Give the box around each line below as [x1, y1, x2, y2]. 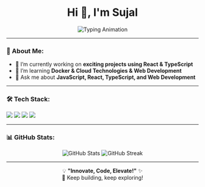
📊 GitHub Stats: [6, 133, 55, 142]
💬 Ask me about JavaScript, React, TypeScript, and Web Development [15, 73, 196, 81]
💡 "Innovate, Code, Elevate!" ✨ [62, 167, 143, 174]
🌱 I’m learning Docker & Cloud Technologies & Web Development [15, 67, 182, 75]
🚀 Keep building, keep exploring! [62, 174, 143, 181]
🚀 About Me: [6, 46, 44, 55]
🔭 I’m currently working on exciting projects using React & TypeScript [15, 61, 193, 68]
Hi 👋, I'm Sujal [67, 5, 138, 20]
